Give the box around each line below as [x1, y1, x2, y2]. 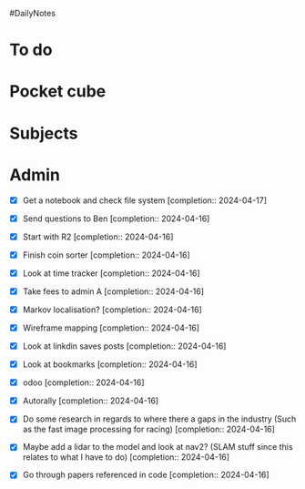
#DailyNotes [9, 8, 56, 18]
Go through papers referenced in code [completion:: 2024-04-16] [22, 469, 270, 481]
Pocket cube [9, 81, 107, 102]
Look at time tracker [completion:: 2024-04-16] [22, 268, 200, 279]
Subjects [9, 123, 78, 144]
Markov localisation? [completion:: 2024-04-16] [22, 304, 202, 315]
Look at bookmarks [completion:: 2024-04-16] [22, 359, 198, 370]
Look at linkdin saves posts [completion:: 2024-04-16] [22, 341, 227, 351]
